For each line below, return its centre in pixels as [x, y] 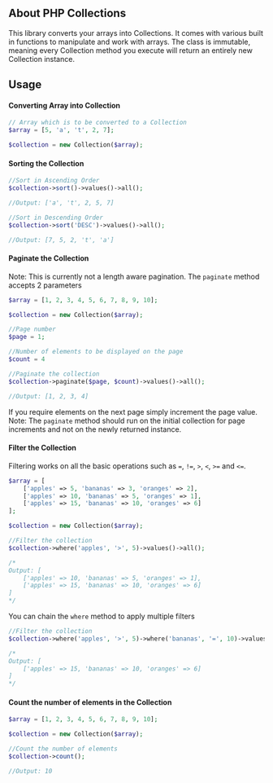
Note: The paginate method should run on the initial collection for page [127, 420]
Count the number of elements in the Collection [90, 702]
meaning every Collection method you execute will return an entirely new [131, 50]
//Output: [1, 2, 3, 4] [49, 396]
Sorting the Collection [46, 163]
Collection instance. [42, 59]
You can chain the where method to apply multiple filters [102, 616]
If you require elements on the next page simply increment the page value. [133, 411]
